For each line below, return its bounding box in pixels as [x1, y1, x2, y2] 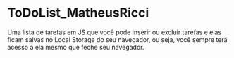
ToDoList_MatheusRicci [7, 5, 149, 21]
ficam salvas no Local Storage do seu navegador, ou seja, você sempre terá [7, 35, 228, 43]
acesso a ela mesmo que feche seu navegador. [7, 43, 144, 51]
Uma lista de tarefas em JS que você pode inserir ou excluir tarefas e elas [7, 28, 222, 36]
